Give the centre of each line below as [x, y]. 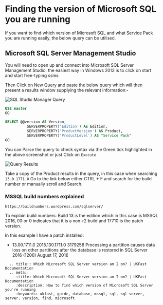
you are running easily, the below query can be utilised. [61, 38]
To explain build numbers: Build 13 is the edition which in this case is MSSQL [81, 216]
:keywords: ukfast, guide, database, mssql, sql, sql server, [80, 294]
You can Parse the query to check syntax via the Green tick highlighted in [79, 149]
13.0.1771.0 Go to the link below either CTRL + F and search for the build [78, 178]
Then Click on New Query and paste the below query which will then [74, 85]
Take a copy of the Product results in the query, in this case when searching [81, 173]
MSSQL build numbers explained [45, 196]
